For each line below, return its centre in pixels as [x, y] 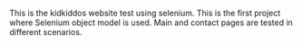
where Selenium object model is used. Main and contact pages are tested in [151, 22]
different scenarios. [46, 32]
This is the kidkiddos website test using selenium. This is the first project [145, 13]
